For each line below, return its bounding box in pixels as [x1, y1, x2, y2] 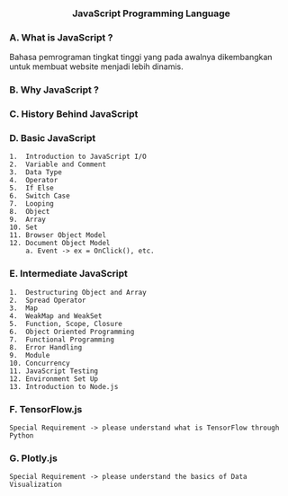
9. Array [9, 215, 47, 225]
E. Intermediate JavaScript [9, 268, 129, 280]
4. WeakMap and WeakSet [9, 311, 103, 321]
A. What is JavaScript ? [9, 31, 113, 43]
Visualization [9, 480, 63, 490]
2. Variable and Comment [9, 160, 106, 169]
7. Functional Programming [9, 335, 115, 344]
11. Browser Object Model [9, 231, 106, 240]
